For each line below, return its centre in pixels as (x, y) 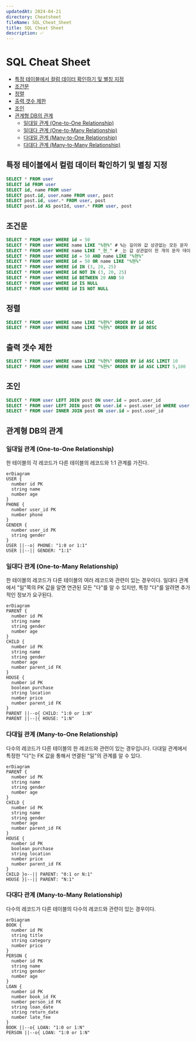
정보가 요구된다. (35, 595)
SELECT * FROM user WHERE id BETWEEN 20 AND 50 (65, 278)
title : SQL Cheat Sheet (35, 28)
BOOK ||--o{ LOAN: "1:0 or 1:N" (45, 1028)
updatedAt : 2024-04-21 (34, 11)
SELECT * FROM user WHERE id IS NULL (52, 283)
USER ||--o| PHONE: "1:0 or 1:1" (47, 545)
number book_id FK (34, 997)
